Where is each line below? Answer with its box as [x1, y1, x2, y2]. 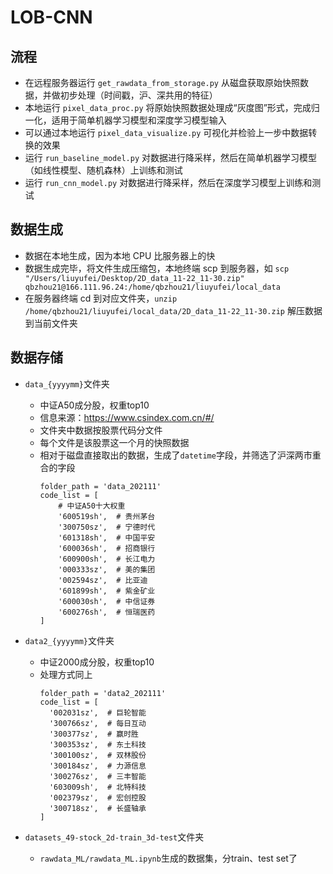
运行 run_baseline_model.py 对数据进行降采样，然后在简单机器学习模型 [24, 152, 318, 163]
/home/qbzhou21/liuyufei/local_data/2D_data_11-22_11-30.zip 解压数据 [24, 304, 323, 316]
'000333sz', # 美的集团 [58, 564, 156, 575]
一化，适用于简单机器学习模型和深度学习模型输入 [24, 114, 227, 126]
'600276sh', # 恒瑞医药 [58, 607, 156, 617]
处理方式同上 [39, 668, 93, 680]
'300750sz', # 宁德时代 [58, 522, 156, 532]
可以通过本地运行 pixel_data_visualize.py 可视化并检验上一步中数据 [24, 127, 309, 138]
